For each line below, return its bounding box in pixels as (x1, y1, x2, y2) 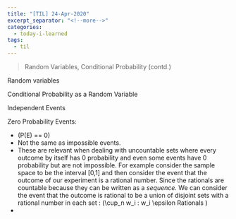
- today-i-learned (13, 30, 68, 37)
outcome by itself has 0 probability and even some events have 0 (17, 153, 207, 162)
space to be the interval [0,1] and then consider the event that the (17, 169, 208, 177)
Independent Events (7, 104, 66, 112)
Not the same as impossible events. (17, 138, 121, 147)
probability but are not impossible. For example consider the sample (17, 161, 216, 170)
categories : (7, 23, 42, 30)
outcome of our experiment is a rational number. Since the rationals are (17, 176, 224, 184)
